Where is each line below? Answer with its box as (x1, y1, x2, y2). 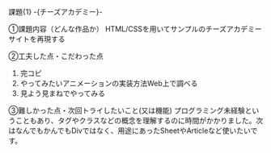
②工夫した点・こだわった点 (8, 52, 104, 60)
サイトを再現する (8, 35, 66, 43)
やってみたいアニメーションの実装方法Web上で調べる (19, 79, 198, 88)
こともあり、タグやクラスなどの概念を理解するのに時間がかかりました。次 (15, 116, 264, 125)
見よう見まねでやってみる (19, 89, 106, 98)
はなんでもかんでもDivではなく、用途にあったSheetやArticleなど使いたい (8, 126, 251, 135)
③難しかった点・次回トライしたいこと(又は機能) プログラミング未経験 (8, 105, 245, 115)
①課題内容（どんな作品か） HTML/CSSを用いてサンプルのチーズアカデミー (8, 24, 263, 34)
